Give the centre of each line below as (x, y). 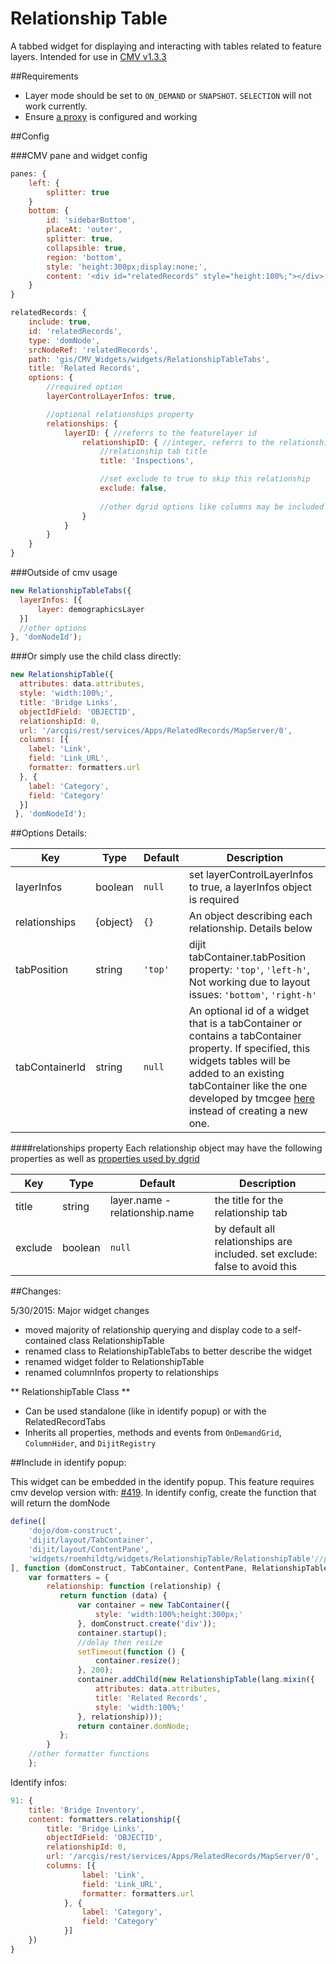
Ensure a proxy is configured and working (111, 116)
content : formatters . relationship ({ (105, 1819)
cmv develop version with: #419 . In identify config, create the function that (163, 1493)
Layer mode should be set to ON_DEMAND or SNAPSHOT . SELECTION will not (168, 95)
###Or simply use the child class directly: (96, 656)
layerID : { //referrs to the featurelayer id (160, 433)
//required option (84, 387)
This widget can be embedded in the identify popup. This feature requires (162, 1482)
